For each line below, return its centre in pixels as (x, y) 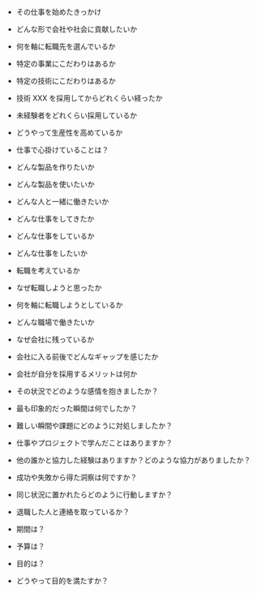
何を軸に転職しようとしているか (69, 305)
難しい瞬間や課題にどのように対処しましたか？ (94, 425)
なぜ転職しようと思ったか (59, 288)
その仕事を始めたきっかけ (59, 12)
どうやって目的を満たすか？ (62, 581)
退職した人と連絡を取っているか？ (73, 512)
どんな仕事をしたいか (51, 253)
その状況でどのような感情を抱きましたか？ (87, 391)
